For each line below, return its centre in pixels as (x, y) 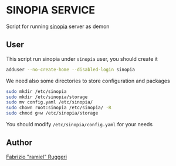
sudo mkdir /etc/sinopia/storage (47, 97)
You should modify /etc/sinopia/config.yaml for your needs (79, 124)
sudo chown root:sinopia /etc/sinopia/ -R (59, 108)
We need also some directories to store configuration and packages (88, 81)
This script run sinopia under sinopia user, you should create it (82, 58)
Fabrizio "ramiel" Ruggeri (37, 157)
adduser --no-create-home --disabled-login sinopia (70, 70)
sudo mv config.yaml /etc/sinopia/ (50, 102)
